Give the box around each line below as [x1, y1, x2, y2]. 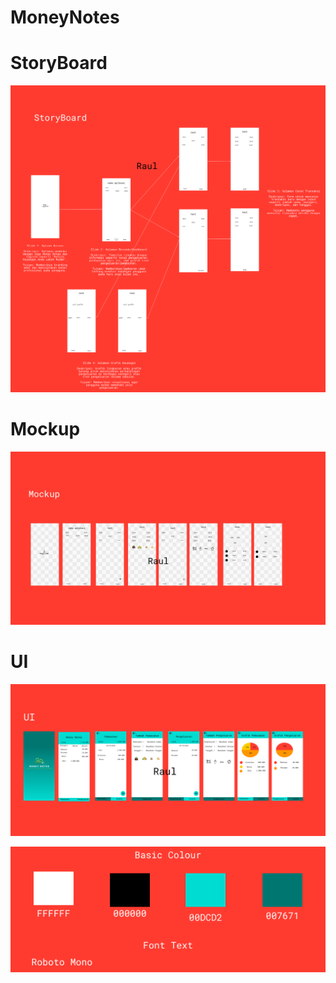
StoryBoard [10, 52, 108, 75]
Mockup [10, 418, 81, 441]
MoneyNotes [10, 6, 120, 29]
